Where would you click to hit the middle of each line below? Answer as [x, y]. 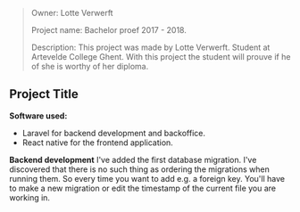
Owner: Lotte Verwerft [72, 13]
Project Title [44, 94]
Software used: [38, 116]
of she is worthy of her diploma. [90, 66]
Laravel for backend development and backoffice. [114, 133]
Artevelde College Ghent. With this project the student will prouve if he [161, 57]
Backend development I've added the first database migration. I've [133, 159]
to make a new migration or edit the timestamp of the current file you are [143, 188]
